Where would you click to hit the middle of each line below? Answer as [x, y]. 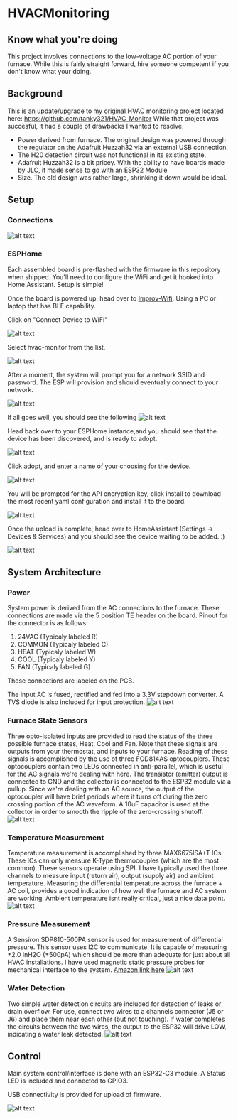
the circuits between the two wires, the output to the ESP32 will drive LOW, [117, 1026]
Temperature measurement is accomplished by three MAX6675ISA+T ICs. [115, 853]
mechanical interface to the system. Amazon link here [86, 970]
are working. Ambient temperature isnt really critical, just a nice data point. [117, 898]
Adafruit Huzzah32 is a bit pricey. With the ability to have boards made [121, 162]
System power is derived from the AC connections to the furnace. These [114, 608]
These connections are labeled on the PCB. [71, 681]
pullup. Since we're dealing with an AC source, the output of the [101, 789]
